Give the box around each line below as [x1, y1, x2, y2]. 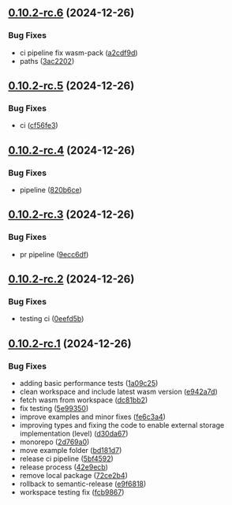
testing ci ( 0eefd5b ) [19, 314, 84, 324]
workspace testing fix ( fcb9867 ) [19, 488, 125, 497]
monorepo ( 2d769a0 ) [19, 437, 90, 447]
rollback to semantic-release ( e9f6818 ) [19, 479, 147, 488]
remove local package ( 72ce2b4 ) [19, 471, 128, 481]
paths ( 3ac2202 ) [19, 56, 75, 65]
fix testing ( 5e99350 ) [19, 404, 89, 413]
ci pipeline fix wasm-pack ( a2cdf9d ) [19, 47, 138, 58]
